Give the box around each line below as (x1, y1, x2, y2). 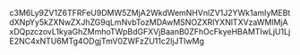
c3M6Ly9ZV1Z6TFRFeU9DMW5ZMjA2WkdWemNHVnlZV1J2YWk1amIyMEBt (9, 8, 291, 18)
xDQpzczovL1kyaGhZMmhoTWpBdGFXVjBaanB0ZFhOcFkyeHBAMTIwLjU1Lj (9, 27, 291, 36)
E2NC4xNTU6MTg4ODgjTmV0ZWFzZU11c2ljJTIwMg (9, 35, 204, 46)
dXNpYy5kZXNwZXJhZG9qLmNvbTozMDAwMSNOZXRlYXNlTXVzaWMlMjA (9, 17, 288, 27)
